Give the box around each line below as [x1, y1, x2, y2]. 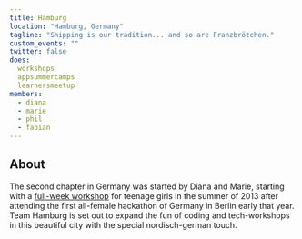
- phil [17, 115, 43, 124]
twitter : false [9, 47, 67, 56]
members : [9, 89, 43, 98]
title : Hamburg [9, 13, 67, 23]
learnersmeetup [17, 81, 75, 90]
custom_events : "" [9, 38, 79, 48]
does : [9, 55, 30, 65]
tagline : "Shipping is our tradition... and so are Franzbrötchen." [9, 30, 275, 39]
